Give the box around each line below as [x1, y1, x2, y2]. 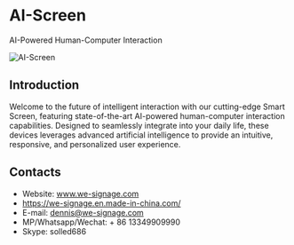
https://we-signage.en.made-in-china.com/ [21, 197, 181, 209]
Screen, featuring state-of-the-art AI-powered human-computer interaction [9, 110, 286, 121]
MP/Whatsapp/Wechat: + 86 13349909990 [21, 217, 180, 227]
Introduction [9, 77, 80, 93]
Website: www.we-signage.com [21, 188, 139, 199]
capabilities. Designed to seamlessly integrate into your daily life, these [9, 120, 269, 130]
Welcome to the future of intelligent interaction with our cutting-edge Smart [9, 101, 286, 112]
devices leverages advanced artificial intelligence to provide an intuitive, [9, 130, 274, 140]
